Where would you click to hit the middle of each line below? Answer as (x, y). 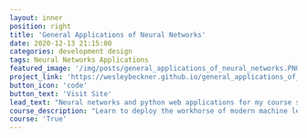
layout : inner (37, 18)
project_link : (37, 77)
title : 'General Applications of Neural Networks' (108, 34)
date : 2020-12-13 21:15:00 (61, 43)
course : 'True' (38, 119)
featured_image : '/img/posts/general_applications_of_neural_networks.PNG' (157, 69)
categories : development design (71, 52)
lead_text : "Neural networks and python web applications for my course (151, 102)
